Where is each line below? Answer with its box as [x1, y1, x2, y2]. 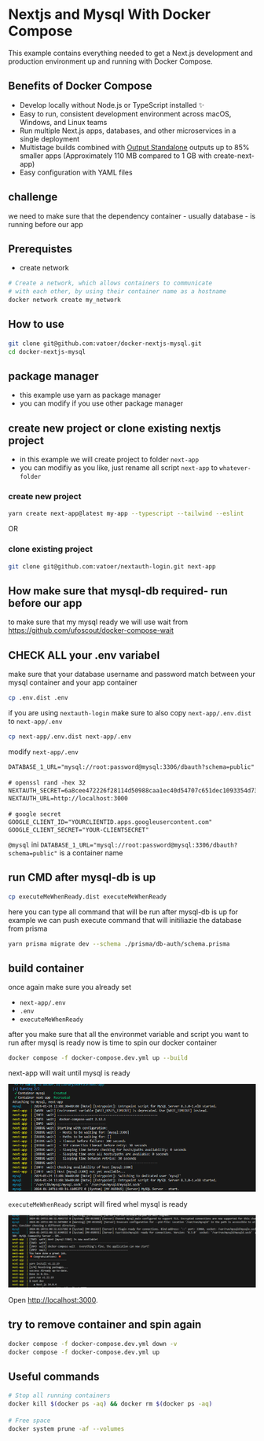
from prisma [8, 924, 48, 933]
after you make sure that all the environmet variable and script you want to [8, 1030, 249, 1039]
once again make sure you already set [8, 983, 132, 992]
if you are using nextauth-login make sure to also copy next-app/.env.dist [8, 708, 252, 718]
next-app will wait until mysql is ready [8, 1068, 131, 1078]
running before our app [8, 219, 84, 229]
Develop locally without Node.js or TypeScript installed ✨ [19, 100, 205, 109]
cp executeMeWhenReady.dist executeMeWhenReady [8, 892, 167, 901]
